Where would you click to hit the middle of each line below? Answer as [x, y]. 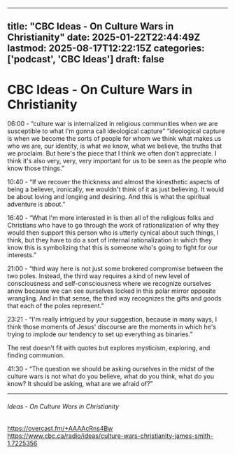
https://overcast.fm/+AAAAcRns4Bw [60, 428]
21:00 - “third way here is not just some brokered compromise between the [115, 269]
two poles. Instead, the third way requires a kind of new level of [99, 276]
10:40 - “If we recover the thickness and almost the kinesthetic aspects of [114, 182]
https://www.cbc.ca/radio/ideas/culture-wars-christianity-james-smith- [110, 436]
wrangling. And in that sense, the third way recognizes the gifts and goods [114, 298]
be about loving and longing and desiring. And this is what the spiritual [109, 197]
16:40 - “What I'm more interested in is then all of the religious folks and [111, 218]
